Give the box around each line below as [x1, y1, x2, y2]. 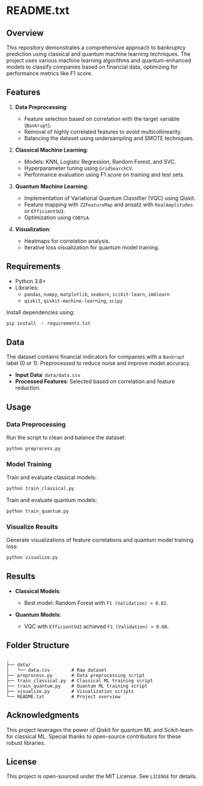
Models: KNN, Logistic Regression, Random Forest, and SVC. [24, 158, 177, 165]
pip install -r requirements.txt [6, 320, 91, 327]
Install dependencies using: [6, 308, 75, 316]
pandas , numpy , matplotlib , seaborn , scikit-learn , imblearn [24, 290, 170, 297]
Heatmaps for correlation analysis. [24, 237, 110, 245]
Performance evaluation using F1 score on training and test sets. [24, 171, 185, 178]
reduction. [15, 384, 41, 391]
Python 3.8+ [15, 277, 47, 285]
